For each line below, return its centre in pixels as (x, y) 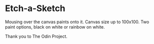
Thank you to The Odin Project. (36, 36)
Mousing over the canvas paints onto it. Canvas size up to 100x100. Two (77, 22)
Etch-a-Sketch (35, 8)
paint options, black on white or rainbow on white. (55, 27)
